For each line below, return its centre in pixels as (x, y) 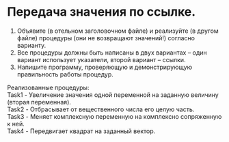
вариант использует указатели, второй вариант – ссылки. (101, 59)
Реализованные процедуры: (48, 87)
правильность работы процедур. (65, 74)
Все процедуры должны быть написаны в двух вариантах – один (112, 53)
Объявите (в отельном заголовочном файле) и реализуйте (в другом (118, 31)
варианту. (31, 45)
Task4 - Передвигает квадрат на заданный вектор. (81, 131)
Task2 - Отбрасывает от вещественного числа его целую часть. (101, 109)
